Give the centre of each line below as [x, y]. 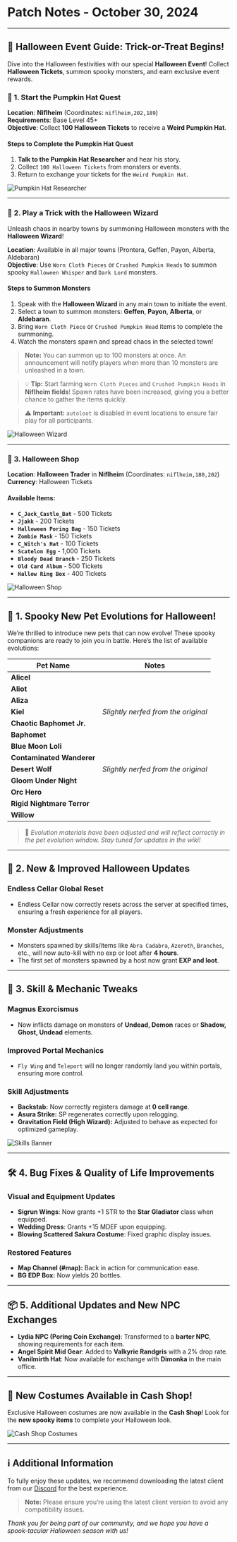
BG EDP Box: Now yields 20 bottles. [69, 1275]
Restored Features [39, 1252]
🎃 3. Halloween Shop [43, 459]
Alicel [20, 677]
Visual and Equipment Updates [61, 1196]
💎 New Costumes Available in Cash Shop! [100, 1396]
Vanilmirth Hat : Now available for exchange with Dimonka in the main [119, 1359]
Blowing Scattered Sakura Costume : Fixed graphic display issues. [114, 1234]
